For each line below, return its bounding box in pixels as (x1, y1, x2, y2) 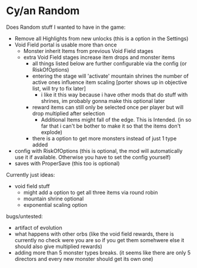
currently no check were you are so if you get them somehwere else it (14, 236, 185, 243)
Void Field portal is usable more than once (14, 41, 117, 48)
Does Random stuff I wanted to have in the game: (6, 24, 126, 31)
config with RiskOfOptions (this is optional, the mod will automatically (14, 147, 183, 154)
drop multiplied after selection (32, 110, 105, 117)
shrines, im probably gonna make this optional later (41, 97, 165, 104)
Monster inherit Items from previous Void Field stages (23, 47, 154, 54)
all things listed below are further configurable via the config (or (32, 60, 187, 67)
